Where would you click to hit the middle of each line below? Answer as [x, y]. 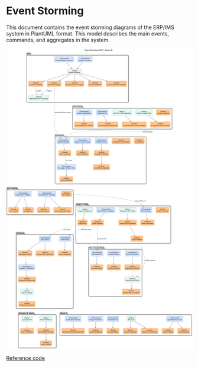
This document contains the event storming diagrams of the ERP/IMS [90, 27]
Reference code [26, 358]
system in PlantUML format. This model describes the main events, [88, 33]
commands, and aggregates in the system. [58, 40]
